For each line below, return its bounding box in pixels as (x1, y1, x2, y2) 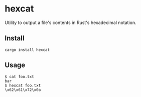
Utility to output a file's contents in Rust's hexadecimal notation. (5, 19, 136, 25)
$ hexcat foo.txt (5, 83, 41, 88)
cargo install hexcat (5, 47, 50, 52)
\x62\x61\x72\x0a (5, 87, 41, 92)
